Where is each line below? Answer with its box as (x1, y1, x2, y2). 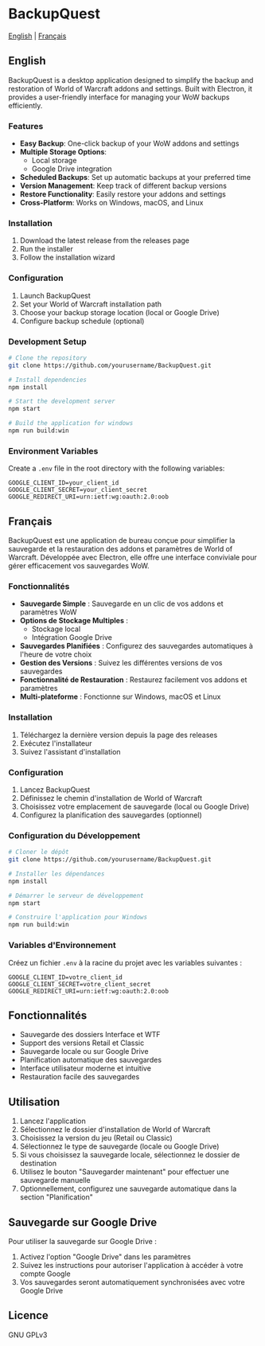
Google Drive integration (31, 164, 113, 174)
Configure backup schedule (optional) (19, 316, 145, 326)
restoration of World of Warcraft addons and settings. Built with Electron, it (8, 84, 253, 93)
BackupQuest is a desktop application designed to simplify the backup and (8, 75, 254, 84)
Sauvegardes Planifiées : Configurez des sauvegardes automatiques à (19, 642, 253, 651)
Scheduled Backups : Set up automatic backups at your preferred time (19, 173, 251, 182)
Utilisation (8, 1095, 60, 1109)
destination (19, 1159, 57, 1168)
